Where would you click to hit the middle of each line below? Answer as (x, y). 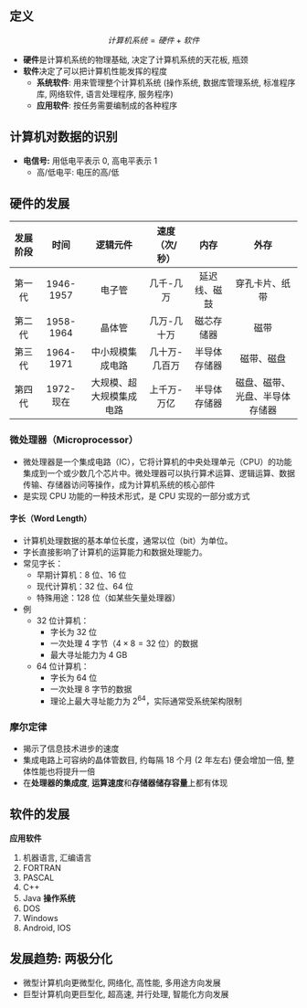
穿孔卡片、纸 (263, 283)
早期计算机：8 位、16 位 (81, 575)
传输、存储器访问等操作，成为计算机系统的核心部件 (119, 484)
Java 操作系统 (49, 897)
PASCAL (38, 877)
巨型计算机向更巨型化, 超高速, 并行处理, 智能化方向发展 (126, 993)
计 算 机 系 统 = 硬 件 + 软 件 (153, 40)
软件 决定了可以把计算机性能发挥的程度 (95, 70)
